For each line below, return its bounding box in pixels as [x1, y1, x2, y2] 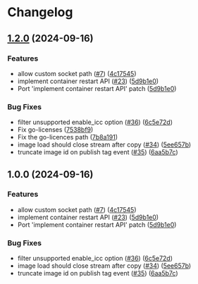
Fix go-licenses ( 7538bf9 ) [17, 125, 94, 134]
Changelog [7, 4, 73, 20]
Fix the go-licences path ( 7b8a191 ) [17, 133, 118, 142]
